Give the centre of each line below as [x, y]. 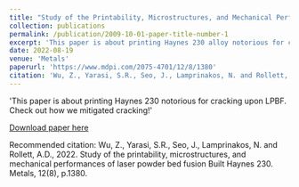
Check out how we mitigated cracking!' [81, 110]
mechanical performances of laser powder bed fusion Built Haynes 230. [141, 163]
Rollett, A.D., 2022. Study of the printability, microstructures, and [128, 154]
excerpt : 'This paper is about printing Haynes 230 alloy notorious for [147, 42]
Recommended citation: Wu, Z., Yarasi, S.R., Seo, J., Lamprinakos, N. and [144, 144]
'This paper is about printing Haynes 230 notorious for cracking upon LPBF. [148, 101]
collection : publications [57, 26]
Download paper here [49, 127]
